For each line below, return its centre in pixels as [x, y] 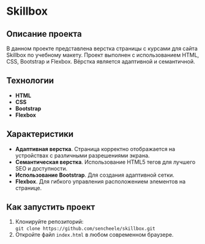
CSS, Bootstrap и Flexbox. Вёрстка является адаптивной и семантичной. [101, 61]
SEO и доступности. [41, 168]
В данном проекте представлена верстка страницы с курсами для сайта [102, 48]
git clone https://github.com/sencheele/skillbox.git [85, 229]
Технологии [30, 81]
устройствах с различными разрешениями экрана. [82, 155]
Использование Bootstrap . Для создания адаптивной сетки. [95, 175]
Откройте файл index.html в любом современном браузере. [94, 235]
